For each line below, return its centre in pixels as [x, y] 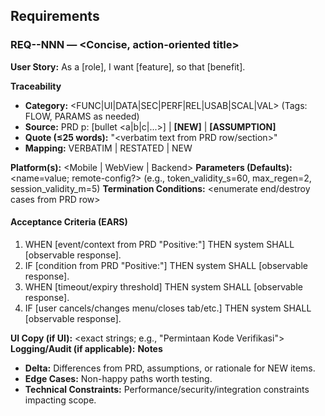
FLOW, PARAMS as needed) [82, 116]
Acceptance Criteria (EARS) [69, 222]
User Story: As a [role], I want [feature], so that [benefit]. [128, 66]
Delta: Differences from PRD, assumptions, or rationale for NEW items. [170, 368]
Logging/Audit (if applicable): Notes [86, 348]
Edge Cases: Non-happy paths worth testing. [118, 378]
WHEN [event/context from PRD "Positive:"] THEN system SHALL [159, 244]
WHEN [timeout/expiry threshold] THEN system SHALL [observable [163, 286]
